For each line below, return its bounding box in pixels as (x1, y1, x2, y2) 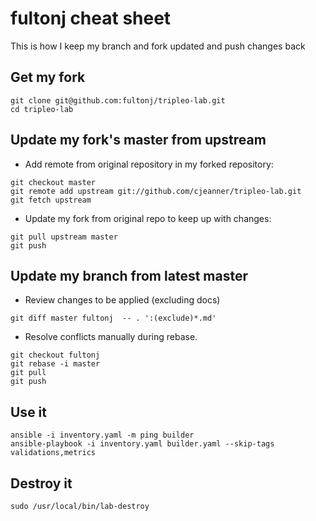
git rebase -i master (10, 359, 101, 369)
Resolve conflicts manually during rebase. (24, 331, 198, 343)
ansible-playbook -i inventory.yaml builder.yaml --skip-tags (10, 439, 275, 449)
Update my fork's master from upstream (10, 132, 267, 149)
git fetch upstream (10, 195, 92, 205)
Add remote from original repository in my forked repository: (24, 158, 274, 170)
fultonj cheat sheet (10, 7, 172, 30)
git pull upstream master (10, 232, 118, 242)
